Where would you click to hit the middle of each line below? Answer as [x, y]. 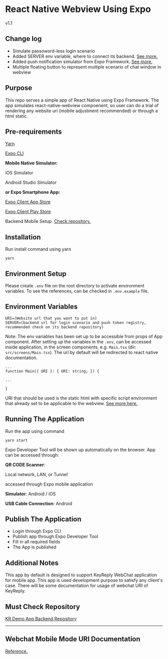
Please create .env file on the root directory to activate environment [75, 286]
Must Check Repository [43, 607]
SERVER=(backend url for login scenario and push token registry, [76, 322]
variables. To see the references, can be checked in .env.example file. [77, 291]
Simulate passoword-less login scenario [53, 51]
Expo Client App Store [28, 202]
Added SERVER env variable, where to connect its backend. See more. [85, 56]
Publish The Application [43, 519]
